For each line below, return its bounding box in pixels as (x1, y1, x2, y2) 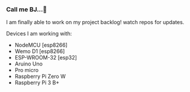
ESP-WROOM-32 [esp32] (14, 54, 77, 61)
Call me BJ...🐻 (6, 5, 47, 14)
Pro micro (14, 67, 39, 74)
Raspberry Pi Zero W (14, 73, 66, 80)
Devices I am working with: (6, 30, 72, 37)
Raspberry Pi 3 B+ (14, 79, 60, 86)
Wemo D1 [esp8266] (14, 48, 65, 55)
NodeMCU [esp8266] (14, 41, 68, 49)
